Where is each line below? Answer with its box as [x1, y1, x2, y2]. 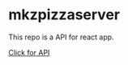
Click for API [8, 47, 50, 57]
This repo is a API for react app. [8, 32, 115, 42]
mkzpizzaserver [8, 6, 120, 24]
